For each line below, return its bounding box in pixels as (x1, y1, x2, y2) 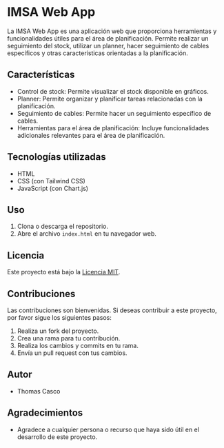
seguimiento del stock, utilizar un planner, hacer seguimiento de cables (7, 41, 210, 50)
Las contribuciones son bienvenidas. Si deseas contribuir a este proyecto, (7, 306, 217, 314)
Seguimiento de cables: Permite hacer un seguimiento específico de (17, 109, 212, 117)
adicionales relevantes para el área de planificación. (17, 131, 165, 139)
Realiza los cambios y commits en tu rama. (17, 342, 139, 349)
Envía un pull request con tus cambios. (17, 349, 128, 357)
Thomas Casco (17, 387, 61, 395)
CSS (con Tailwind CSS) (17, 176, 86, 185)
